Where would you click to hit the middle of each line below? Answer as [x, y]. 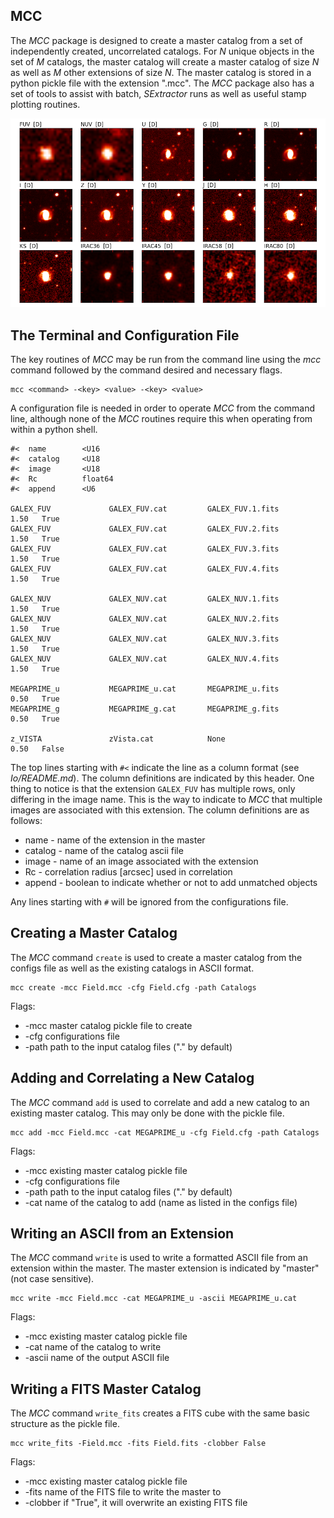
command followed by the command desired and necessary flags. [146, 370]
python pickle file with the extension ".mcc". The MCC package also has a [162, 83]
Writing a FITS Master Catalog [106, 1389]
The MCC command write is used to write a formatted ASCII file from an [159, 1258]
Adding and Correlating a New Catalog [132, 1078]
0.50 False [37, 749]
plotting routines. [45, 104]
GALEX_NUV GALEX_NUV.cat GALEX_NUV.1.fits [145, 599]
